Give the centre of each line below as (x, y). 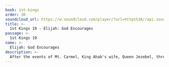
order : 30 (16, 15)
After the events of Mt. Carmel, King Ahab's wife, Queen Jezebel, (82, 57)
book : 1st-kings (22, 10)
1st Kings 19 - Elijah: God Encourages (52, 29)
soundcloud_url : (22, 19)
